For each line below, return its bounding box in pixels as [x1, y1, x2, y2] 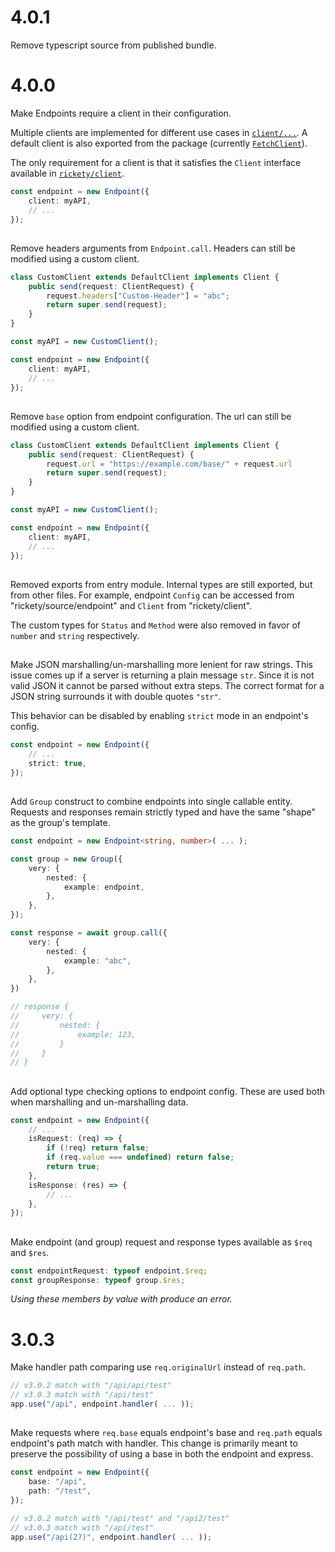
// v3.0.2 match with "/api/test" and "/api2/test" [10, 1513, 230, 1523]
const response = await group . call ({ [10, 928, 168, 938]
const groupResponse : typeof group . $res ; [10, 1275, 186, 1285]
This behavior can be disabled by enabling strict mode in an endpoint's [10, 710, 309, 722]
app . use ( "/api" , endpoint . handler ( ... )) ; [10, 1399, 195, 1410]
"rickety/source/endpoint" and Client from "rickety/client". [10, 599, 253, 611]
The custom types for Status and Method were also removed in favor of [10, 619, 302, 631]
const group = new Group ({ [10, 854, 123, 864]
